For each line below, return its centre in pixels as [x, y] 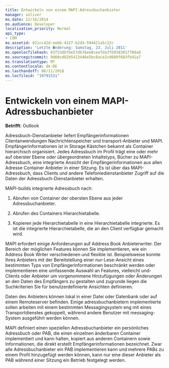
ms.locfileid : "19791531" [32, 76]
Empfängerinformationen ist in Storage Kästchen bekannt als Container [79, 146]
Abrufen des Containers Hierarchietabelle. [56, 213]
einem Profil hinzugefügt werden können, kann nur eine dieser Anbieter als [83, 354]
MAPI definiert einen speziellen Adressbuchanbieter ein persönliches [77, 328]
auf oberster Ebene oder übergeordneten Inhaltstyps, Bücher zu [72, 157]
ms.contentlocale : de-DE [31, 66]
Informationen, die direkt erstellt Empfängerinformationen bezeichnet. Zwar [84, 344]
